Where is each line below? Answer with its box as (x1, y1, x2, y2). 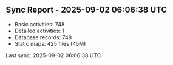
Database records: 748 (14, 33, 72, 41)
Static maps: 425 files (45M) (14, 40, 86, 47)
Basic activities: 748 (14, 20, 65, 28)
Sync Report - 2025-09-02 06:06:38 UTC (5, 5, 168, 15)
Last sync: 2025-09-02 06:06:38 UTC (5, 51, 101, 59)
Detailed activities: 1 (14, 27, 65, 34)
